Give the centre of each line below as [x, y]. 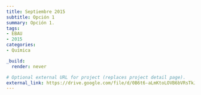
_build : [16, 61]
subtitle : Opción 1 [31, 17]
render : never [29, 66]
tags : [13, 28]
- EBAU [14, 34]
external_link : [25, 83]
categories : [21, 45]
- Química [19, 50]
